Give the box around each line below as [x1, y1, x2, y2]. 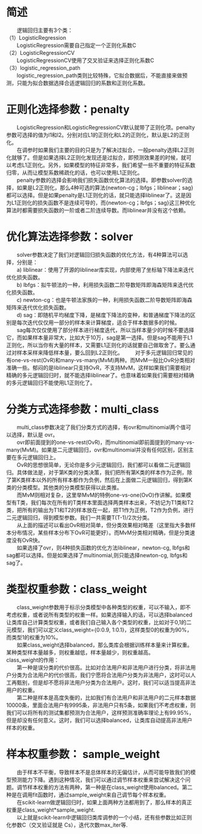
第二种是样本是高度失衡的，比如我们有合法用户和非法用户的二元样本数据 [17, 694, 196, 701]
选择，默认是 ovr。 [11, 431, 58, 438]
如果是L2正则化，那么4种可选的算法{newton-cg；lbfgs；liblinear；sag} [16, 184, 194, 191]
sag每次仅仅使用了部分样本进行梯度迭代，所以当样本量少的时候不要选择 [17, 326, 194, 333]
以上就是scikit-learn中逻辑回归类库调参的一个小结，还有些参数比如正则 [17, 814, 192, 821]
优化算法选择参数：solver [6, 230, 133, 244]
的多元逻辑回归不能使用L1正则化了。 [6, 379, 96, 386]
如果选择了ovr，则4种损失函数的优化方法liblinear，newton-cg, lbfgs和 [17, 544, 191, 551]
